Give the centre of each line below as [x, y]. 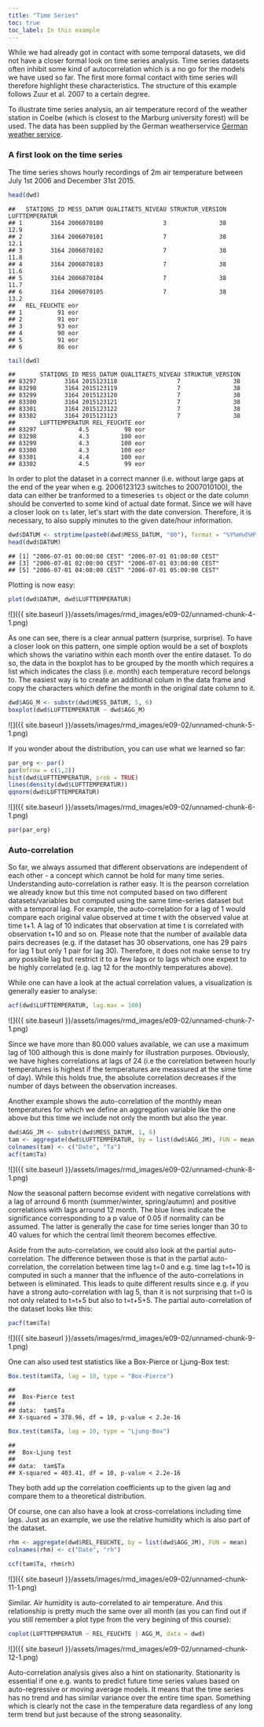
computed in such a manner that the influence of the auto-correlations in [126, 1275]
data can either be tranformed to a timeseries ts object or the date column [128, 496]
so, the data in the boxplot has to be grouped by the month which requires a [131, 663]
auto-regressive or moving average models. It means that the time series [126, 1689]
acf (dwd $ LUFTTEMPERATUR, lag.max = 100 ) [75, 1006]
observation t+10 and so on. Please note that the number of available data [128, 934]
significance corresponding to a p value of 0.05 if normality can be [116, 1218]
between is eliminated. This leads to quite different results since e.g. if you [128, 1283]
